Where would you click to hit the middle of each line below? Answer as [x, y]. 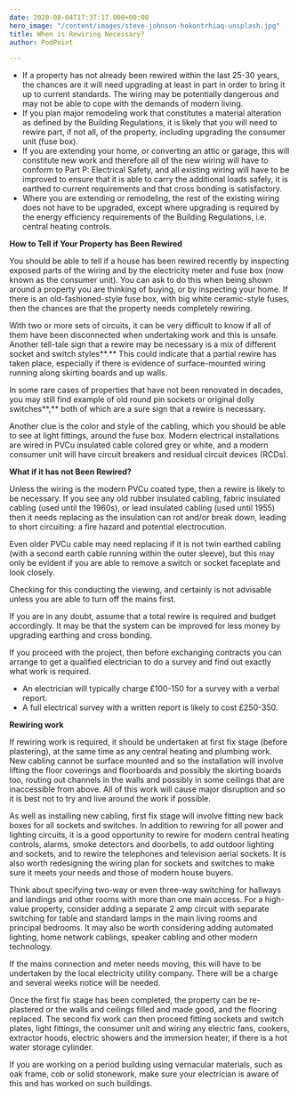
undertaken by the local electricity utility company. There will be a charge [144, 973]
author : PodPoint [41, 42]
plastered [27, 1010]
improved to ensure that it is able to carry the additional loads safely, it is [155, 180]
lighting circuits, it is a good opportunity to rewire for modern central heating [149, 835]
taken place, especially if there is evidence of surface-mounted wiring [137, 363]
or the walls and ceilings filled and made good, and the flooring [161, 1010]
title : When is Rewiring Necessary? [77, 34]
